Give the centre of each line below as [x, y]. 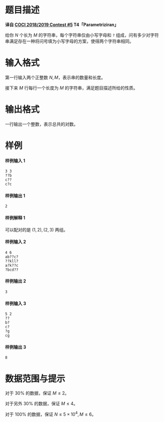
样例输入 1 [15, 161]
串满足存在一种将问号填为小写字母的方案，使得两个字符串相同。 [69, 41]
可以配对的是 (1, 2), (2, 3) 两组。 [36, 229]
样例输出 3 [16, 347]
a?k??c [12, 265]
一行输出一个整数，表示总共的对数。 [42, 124]
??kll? [12, 261]
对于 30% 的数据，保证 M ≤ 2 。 [37, 393]
